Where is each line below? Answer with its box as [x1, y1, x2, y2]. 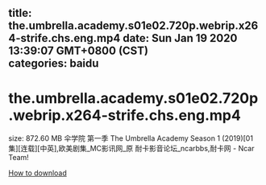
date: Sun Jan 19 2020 [122, 31, 238, 45]
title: [8, 6, 32, 20]
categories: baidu [8, 56, 99, 71]
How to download [8, 168, 67, 178]
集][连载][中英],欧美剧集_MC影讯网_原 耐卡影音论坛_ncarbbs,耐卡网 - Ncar [8, 144, 255, 154]
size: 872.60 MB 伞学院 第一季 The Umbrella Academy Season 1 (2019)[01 [8, 134, 254, 143]
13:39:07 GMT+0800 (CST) [8, 44, 149, 58]
